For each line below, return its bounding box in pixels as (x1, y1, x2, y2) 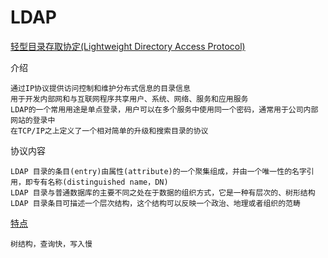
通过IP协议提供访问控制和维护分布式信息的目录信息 (10, 83, 191, 93)
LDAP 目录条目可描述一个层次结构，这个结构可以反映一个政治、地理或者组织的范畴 (10, 198, 301, 208)
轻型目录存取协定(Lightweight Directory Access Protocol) (10, 40, 246, 52)
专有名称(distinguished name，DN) (32, 177, 169, 187)
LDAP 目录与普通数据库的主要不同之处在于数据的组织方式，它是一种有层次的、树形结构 (10, 187, 316, 198)
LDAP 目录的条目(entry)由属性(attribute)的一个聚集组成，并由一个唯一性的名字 (10, 166, 307, 176)
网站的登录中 (10, 115, 56, 125)
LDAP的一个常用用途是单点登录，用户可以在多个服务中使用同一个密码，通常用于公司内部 (10, 104, 319, 115)
